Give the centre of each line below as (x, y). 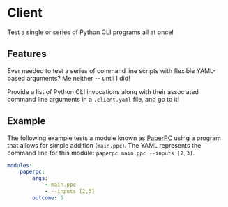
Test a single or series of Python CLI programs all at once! (91, 32)
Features (27, 54)
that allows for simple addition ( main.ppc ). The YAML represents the (104, 145)
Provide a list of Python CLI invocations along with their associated (103, 91)
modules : (20, 165)
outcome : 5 (48, 198)
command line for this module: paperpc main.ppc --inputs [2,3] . (101, 153)
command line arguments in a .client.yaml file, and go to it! (93, 99)
